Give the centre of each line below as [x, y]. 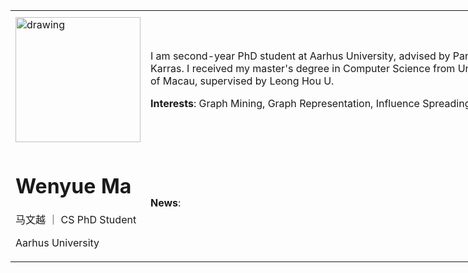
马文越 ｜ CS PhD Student [76, 220]
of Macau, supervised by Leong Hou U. [242, 81]
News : [166, 202]
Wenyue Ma [73, 186]
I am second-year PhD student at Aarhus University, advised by [300, 56]
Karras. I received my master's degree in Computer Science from [303, 68]
